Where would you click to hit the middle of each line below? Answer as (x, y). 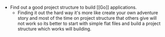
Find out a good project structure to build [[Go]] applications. (73, 7)
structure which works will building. (54, 29)
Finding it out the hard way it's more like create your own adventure (88, 13)
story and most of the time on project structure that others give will (87, 18)
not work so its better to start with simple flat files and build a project (89, 23)
